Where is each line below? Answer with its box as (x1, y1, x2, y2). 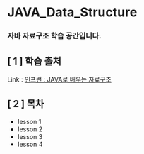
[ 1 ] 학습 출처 (7, 55, 62, 67)
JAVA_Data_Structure (7, 4, 138, 21)
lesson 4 (17, 140, 43, 148)
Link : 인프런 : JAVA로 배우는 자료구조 (7, 75, 112, 84)
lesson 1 (17, 117, 42, 126)
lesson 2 (17, 125, 43, 133)
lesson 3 (17, 132, 43, 141)
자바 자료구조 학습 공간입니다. (7, 31, 102, 41)
